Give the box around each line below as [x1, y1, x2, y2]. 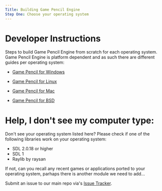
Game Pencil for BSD [12, 98, 55, 104]
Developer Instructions [5, 33, 101, 44]
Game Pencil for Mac [12, 88, 55, 94]
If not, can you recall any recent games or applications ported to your [5, 165, 145, 172]
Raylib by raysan [12, 156, 46, 162]
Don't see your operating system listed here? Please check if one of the [5, 131, 150, 137]
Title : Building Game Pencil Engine [5, 7, 80, 12]
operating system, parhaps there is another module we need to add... [5, 171, 145, 177]
